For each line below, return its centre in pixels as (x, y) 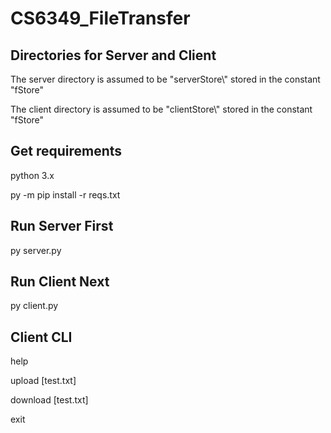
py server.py (36, 250)
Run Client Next (60, 282)
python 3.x (32, 175)
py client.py (34, 306)
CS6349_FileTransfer (100, 18)
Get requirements (66, 151)
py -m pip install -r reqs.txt (65, 194)
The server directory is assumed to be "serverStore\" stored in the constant (165, 79)
